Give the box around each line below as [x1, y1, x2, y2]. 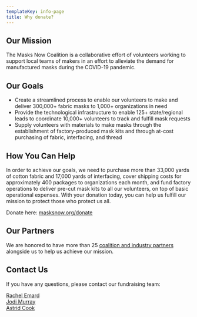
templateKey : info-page [6, 8, 65, 15]
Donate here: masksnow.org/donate [6, 209, 93, 216]
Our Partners [6, 226, 55, 236]
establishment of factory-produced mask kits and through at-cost [14, 127, 174, 135]
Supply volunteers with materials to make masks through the [14, 122, 162, 129]
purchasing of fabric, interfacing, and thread [14, 134, 122, 141]
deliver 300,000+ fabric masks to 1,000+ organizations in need [14, 103, 168, 110]
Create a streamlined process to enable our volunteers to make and [14, 96, 178, 103]
